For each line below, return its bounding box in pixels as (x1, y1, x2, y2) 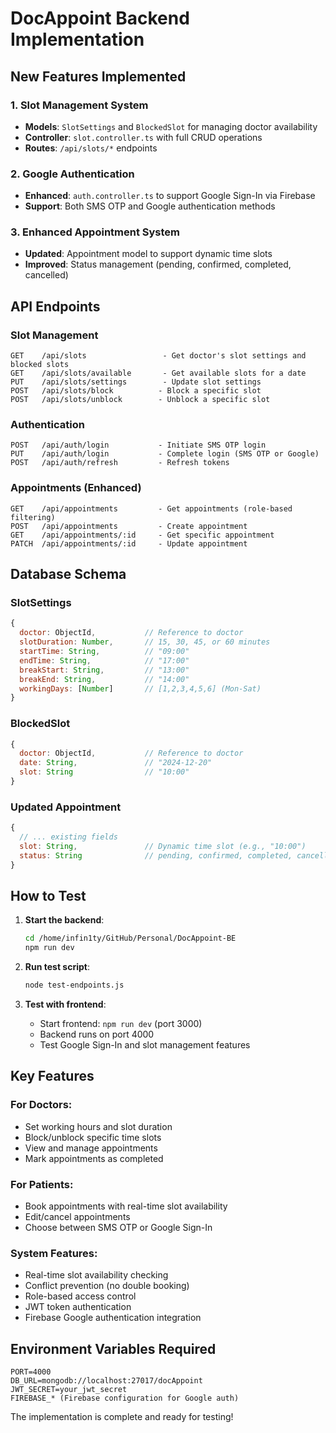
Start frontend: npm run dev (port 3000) (39, 1018, 203, 1030)
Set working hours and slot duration (24, 1120, 173, 1132)
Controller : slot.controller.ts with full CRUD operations (24, 131, 263, 143)
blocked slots (10, 360, 70, 370)
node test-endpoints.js (24, 980, 125, 991)
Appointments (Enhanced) (10, 481, 142, 495)
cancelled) (24, 269, 69, 281)
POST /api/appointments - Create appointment (10, 521, 248, 531)
